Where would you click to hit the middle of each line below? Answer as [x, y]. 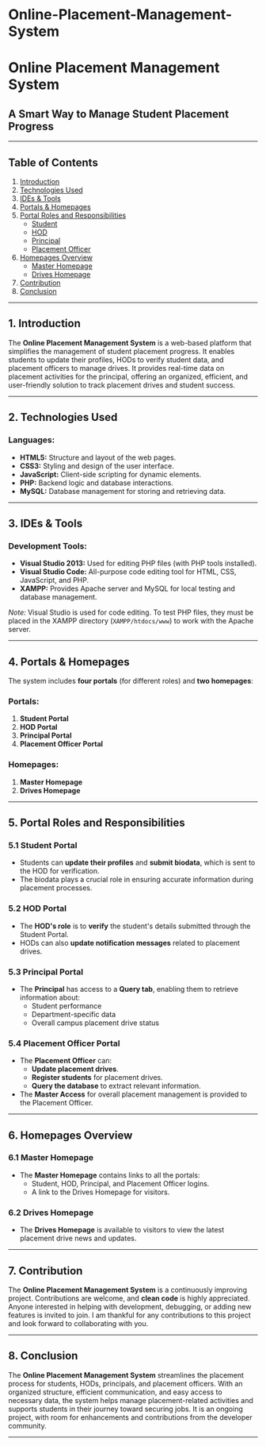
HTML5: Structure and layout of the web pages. [98, 457]
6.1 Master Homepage [51, 1158]
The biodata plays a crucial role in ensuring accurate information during [136, 880]
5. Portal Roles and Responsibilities [97, 822]
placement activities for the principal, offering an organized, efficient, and [128, 376]
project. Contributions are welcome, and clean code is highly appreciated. [129, 1298]
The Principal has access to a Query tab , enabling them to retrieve [129, 989]
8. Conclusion [43, 1356]
